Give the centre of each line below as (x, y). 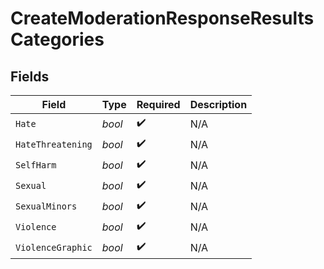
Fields (30, 76)
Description (218, 104)
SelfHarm (36, 165)
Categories (57, 39)
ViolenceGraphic (54, 247)
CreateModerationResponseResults (162, 18)
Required (158, 104)
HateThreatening (54, 144)
